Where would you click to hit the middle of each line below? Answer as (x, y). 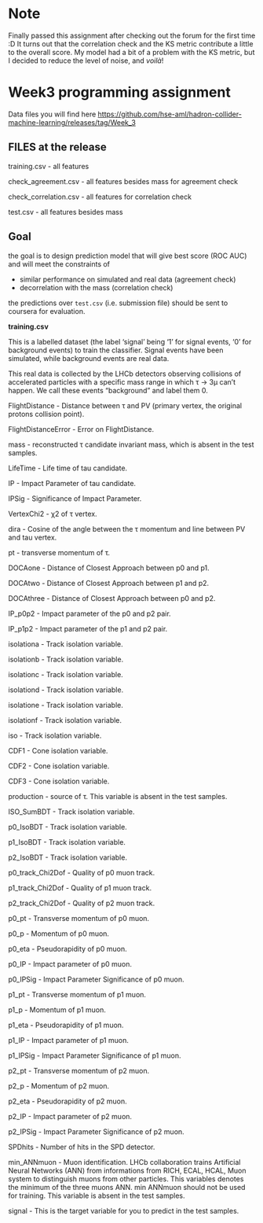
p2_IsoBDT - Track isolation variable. (68, 857)
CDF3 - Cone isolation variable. (59, 781)
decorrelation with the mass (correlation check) (96, 287)
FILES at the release (58, 147)
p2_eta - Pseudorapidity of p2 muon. (68, 1101)
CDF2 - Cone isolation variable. (59, 766)
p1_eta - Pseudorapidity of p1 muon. (66, 1025)
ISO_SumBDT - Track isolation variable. (71, 812)
